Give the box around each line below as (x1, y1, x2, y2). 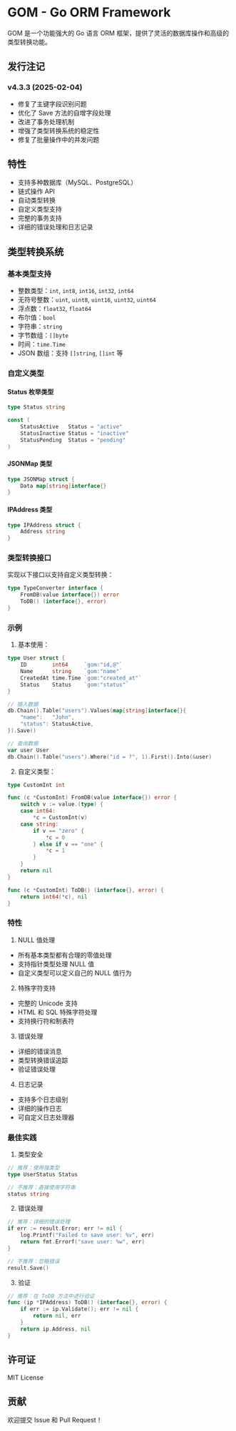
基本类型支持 (7, 269, 52, 279)
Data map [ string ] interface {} (20, 482, 107, 489)
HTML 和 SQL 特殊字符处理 (17, 1007, 98, 1016)
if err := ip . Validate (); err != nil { (20, 1306, 139, 1313)
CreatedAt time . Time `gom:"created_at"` (20, 675, 142, 682)
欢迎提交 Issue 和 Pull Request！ (7, 1416, 103, 1425)
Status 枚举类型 (7, 387, 54, 396)
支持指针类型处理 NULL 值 (17, 960, 95, 968)
